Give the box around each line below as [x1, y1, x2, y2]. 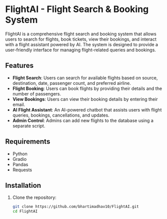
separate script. [12, 123, 45, 129]
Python [12, 151, 28, 157]
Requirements [5, 137, 50, 146]
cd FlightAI [12, 209, 38, 214]
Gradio [12, 156, 27, 162]
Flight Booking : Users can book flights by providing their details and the [12, 85, 162, 91]
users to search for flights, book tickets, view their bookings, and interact [5, 36, 157, 42]
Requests [12, 167, 32, 173]
